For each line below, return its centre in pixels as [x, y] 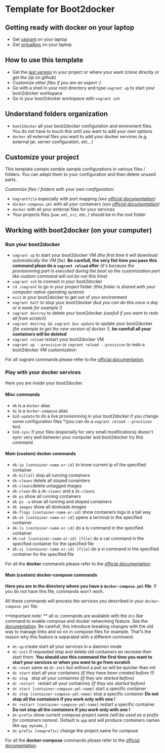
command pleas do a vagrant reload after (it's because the [73, 266]
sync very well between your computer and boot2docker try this [78, 437]
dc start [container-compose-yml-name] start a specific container [79, 689]
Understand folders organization [56, 114]
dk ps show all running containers [47, 496]
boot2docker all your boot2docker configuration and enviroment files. [82, 126]
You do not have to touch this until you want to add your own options [82, 131]
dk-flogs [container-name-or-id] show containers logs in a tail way [82, 512]
